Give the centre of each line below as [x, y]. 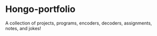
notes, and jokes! [23, 28]
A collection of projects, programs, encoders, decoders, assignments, [78, 23]
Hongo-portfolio [40, 9]
